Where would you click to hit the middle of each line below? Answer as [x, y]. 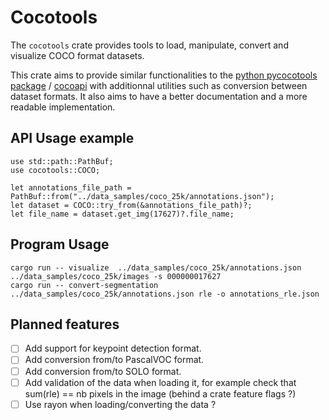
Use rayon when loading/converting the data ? [120, 404]
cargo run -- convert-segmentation [84, 285]
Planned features [65, 324]
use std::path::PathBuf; [62, 161]
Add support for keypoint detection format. [113, 348]
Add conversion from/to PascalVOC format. [114, 360]
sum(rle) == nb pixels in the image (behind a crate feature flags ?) [160, 393]
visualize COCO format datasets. [77, 55]
